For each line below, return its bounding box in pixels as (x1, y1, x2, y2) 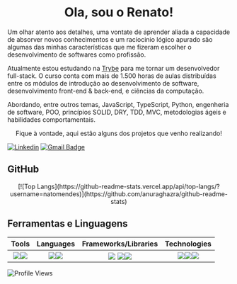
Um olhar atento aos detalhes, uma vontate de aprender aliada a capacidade (7, 28, 231, 36)
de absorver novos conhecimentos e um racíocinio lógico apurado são (7, 35, 213, 43)
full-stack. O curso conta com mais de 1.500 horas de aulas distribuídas (7, 72, 217, 80)
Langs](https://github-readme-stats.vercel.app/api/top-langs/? (36, 182, 221, 191)
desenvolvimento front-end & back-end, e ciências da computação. (7, 86, 204, 95)
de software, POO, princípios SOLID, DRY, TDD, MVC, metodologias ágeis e (7, 108, 226, 116)
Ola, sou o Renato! (64, 4, 174, 21)
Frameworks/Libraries (81, 239, 158, 249)
